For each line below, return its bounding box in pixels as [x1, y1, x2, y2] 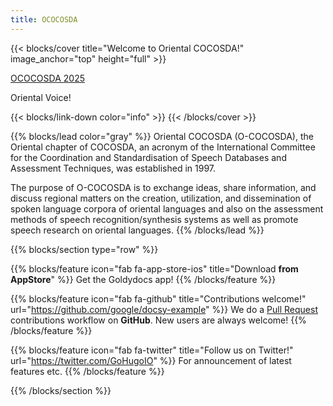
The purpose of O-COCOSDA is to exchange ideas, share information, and [10, 181, 317, 193]
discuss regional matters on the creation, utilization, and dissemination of [10, 192, 312, 204]
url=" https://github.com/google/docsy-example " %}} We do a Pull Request [10, 303, 318, 315]
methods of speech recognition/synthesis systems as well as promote [10, 213, 299, 225]
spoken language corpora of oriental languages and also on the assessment [10, 202, 324, 215]
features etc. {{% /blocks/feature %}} [10, 365, 165, 377]
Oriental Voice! [10, 91, 72, 103]
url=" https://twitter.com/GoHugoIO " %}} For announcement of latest [10, 354, 292, 366]
